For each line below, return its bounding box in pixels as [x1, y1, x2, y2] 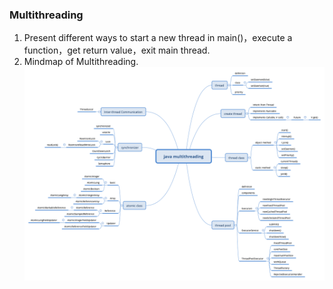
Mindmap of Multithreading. [23, 56, 139, 68]
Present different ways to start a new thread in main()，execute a [23, 32, 293, 44]
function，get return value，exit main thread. [23, 44, 211, 57]
